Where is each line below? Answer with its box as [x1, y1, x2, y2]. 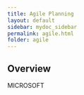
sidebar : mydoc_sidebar [7, 23, 78, 30]
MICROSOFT [7, 81, 44, 89]
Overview [7, 63, 52, 75]
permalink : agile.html [7, 30, 74, 37]
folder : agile [7, 37, 49, 44]
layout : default [7, 17, 55, 24]
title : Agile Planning [7, 10, 74, 18]
